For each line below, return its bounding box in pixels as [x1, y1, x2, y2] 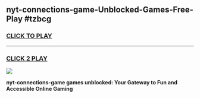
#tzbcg [24, 14, 52, 24]
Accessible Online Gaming [6, 85, 73, 92]
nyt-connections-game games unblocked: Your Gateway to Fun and [6, 78, 177, 86]
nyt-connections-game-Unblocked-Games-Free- [6, 5, 193, 15]
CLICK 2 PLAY [6, 54, 48, 62]
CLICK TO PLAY [6, 32, 52, 40]
